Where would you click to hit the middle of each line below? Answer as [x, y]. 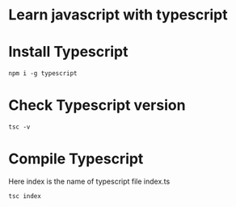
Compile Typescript [76, 159]
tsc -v [19, 127]
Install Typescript [68, 52]
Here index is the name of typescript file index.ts [89, 181]
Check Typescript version [97, 106]
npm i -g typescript [43, 74]
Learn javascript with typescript [118, 15]
